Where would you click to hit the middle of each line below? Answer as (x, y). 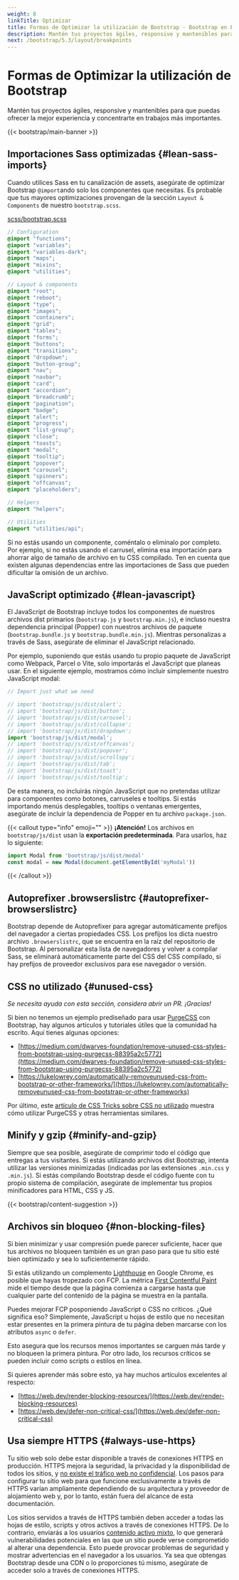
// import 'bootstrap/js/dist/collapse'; (70, 724)
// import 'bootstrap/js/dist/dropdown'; (70, 731)
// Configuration (33, 232)
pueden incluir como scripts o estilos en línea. (75, 1361)
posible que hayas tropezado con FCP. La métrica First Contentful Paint (112, 1280)
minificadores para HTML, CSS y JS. (61, 1190)
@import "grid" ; (31, 325)
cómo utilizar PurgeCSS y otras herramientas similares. (88, 1113)
